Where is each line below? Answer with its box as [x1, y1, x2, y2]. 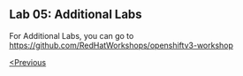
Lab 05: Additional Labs [9, 7, 143, 22]
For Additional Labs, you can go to [9, 30, 134, 41]
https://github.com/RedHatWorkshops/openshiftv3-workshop [9, 40, 234, 50]
